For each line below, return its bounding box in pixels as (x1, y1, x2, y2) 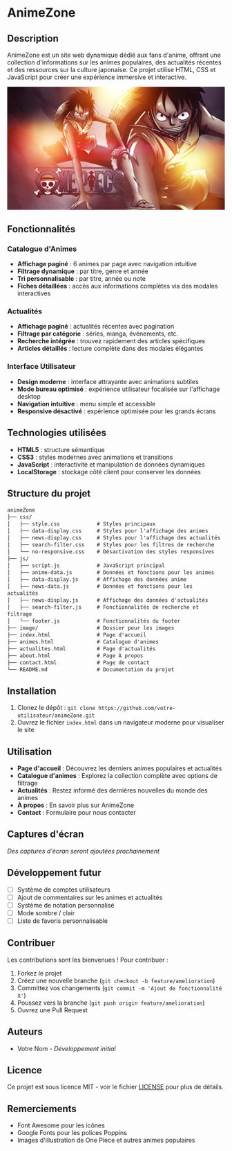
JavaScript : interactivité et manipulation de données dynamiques (17, 460, 205, 469)
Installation (7, 685, 57, 697)
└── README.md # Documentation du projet (7, 666, 175, 673)
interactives (17, 289, 51, 297)
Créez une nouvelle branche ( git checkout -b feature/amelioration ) (17, 976, 215, 985)
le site (17, 726, 35, 734)
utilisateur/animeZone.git (17, 712, 95, 719)
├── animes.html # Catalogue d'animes (7, 639, 159, 646)
